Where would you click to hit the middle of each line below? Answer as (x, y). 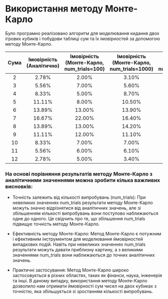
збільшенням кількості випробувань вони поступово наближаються (85, 213)
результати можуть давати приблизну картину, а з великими (78, 250)
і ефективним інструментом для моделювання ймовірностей (78, 239)
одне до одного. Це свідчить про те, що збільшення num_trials (79, 219)
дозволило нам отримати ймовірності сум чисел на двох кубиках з (84, 286)
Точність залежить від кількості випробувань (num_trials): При (79, 197)
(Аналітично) (43, 66)
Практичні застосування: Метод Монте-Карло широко (70, 270)
